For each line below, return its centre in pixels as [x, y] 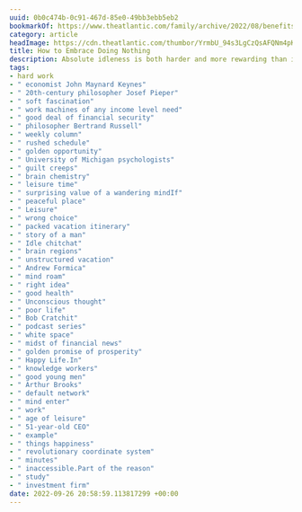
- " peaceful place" [48, 202]
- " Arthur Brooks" [46, 385]
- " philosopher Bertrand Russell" [76, 127]
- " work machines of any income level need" [96, 110]
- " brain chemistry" [50, 176]
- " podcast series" [48, 327]
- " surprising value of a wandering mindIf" [96, 193]
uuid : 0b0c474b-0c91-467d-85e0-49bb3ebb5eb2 [94, 18]
